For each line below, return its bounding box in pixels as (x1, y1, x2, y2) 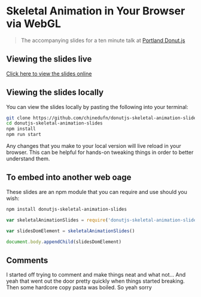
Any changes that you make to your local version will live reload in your (6, 143, 181, 150)
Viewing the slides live (6, 54, 92, 64)
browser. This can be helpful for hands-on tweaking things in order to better (6, 148, 194, 156)
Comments (6, 255, 48, 265)
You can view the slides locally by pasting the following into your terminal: (6, 103, 188, 110)
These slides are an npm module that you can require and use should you (6, 188, 187, 195)
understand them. (6, 155, 50, 162)
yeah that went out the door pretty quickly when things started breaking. (6, 277, 185, 285)
